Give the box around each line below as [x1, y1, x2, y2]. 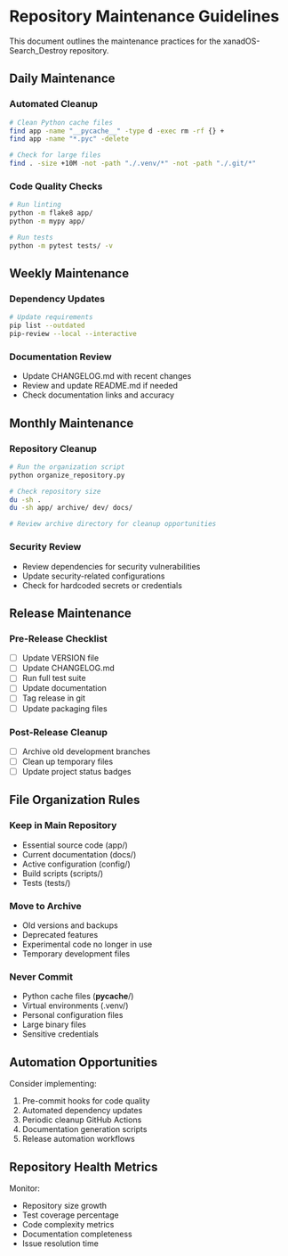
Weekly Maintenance [9, 266, 130, 282]
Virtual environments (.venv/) [21, 1000, 129, 1011]
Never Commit [9, 970, 74, 982]
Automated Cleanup [9, 98, 99, 111]
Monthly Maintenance [9, 415, 134, 431]
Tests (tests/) [21, 877, 71, 888]
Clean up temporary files [21, 756, 114, 767]
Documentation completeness [21, 1228, 132, 1239]
